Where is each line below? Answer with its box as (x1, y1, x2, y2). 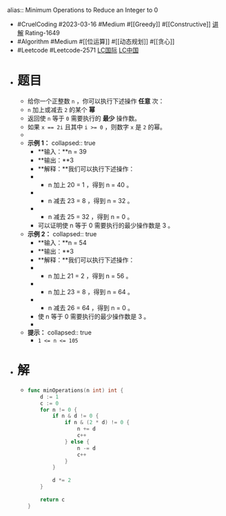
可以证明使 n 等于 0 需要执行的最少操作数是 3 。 (37, 221, 174, 229)
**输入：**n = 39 (37, 147, 88, 155)
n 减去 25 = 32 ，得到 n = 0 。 (48, 212, 134, 220)
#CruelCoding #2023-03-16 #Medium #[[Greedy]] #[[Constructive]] (17, 20, 212, 28)
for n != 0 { (40, 406, 78, 413)
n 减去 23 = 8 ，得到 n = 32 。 (48, 196, 134, 204)
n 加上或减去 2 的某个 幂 (27, 105, 95, 113)
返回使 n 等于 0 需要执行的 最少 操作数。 (27, 114, 141, 122)
